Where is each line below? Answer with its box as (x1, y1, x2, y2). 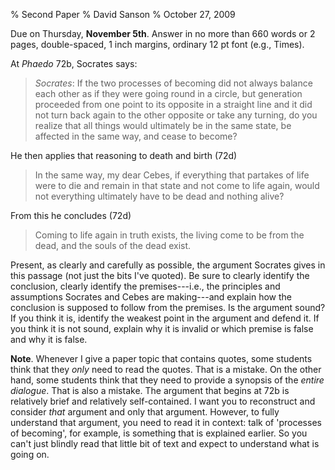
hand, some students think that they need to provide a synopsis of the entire (10, 374, 325, 386)
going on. (10, 449, 50, 460)
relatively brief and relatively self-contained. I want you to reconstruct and (10, 395, 316, 407)
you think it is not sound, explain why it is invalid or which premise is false (10, 323, 314, 334)
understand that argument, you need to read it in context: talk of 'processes (10, 417, 322, 428)
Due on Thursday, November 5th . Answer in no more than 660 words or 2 (10, 28, 316, 39)
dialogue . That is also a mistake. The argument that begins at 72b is (10, 385, 290, 396)
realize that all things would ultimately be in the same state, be (34, 120, 292, 131)
